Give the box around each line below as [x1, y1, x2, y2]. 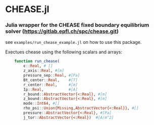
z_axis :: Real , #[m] [23, 68, 65, 74]
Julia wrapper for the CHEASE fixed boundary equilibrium [5, 22, 149, 29]
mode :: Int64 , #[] [23, 101, 60, 106]
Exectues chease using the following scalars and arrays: [5, 49, 123, 55]
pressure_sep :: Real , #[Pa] [23, 73, 80, 78]
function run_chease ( [14, 59, 60, 64]
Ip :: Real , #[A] [23, 87, 78, 92]
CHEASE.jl [5, 4, 49, 15]
